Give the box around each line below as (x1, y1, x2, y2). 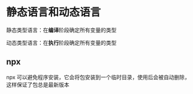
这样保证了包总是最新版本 (6, 81, 70, 88)
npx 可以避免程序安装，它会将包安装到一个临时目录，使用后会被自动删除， (6, 73, 191, 81)
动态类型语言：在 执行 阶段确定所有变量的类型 (6, 39, 117, 46)
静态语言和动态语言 (6, 5, 101, 19)
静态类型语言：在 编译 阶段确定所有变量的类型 (6, 26, 117, 34)
